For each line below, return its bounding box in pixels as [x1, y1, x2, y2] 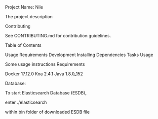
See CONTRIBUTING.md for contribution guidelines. [5, 33, 111, 38]
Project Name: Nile [5, 4, 43, 10]
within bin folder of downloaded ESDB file [5, 109, 90, 115]
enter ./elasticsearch [5, 99, 47, 105]
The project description [5, 14, 53, 19]
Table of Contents [5, 42, 42, 48]
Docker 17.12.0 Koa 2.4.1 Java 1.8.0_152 [5, 71, 83, 77]
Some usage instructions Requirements [5, 61, 85, 67]
